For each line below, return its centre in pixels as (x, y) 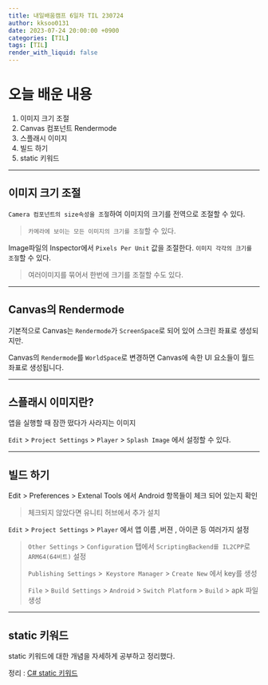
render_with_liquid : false (53, 53)
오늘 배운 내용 (50, 94)
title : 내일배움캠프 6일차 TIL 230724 (66, 16)
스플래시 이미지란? (51, 402)
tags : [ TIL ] (28, 45)
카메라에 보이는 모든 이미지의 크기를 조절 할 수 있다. (102, 230)
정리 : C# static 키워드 (43, 673)
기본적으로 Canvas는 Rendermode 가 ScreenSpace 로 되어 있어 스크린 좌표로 (123, 330)
